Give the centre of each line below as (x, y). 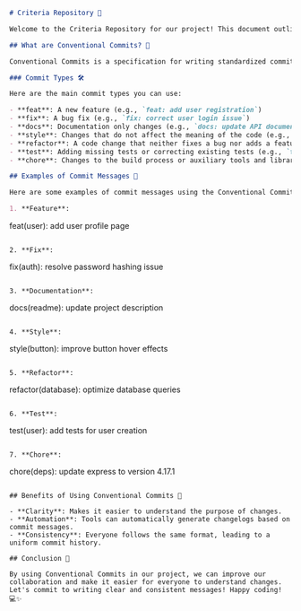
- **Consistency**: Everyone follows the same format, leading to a (140, 535)
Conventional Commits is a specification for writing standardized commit (152, 61)
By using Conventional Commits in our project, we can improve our (138, 574)
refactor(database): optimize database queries (95, 389)
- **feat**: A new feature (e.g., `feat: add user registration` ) (136, 110)
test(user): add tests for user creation (78, 430)
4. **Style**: (36, 332)
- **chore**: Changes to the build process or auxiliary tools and (138, 160)
